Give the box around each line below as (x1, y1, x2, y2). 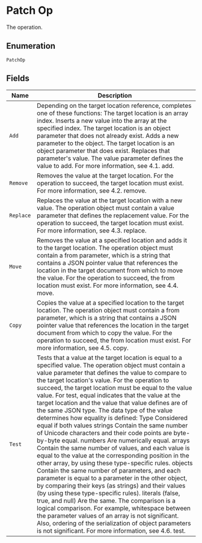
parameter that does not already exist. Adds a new (37, 131, 179, 140)
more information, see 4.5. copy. (37, 344, 129, 352)
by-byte (37, 436, 61, 444)
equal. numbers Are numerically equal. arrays (61, 436, 191, 444)
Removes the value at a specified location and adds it (37, 236, 188, 244)
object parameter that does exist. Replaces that (37, 146, 170, 155)
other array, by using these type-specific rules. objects (37, 459, 193, 467)
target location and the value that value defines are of (37, 399, 188, 407)
